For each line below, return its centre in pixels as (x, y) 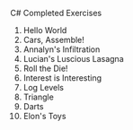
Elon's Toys (44, 116)
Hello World (45, 30)
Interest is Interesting (62, 78)
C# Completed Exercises (56, 13)
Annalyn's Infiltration (62, 49)
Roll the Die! (45, 68)
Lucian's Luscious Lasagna (73, 59)
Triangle (39, 97)
